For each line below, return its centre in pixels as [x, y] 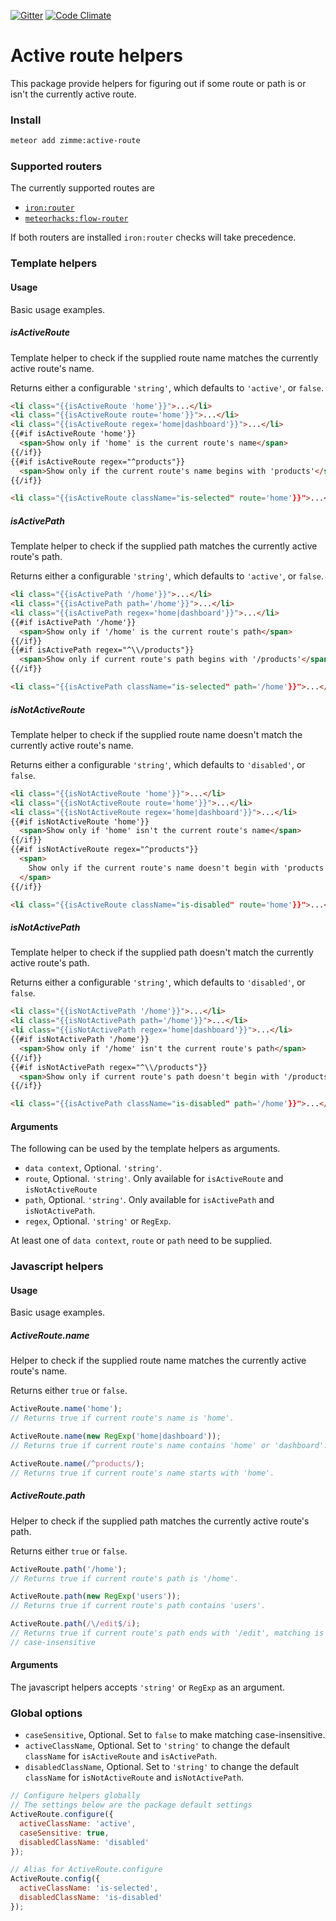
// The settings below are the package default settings [131, 1805]
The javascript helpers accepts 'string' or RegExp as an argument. [147, 1687]
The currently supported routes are [83, 188]
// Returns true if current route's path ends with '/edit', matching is [167, 1633]
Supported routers [56, 167]
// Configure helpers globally [75, 1796]
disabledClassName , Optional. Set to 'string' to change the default [162, 1767]
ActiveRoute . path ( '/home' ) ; [69, 1569]
